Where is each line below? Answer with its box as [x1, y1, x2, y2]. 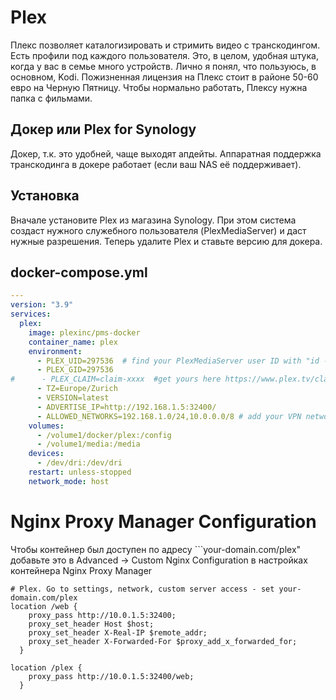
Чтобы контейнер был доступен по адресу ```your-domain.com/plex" [10, 543, 302, 555]
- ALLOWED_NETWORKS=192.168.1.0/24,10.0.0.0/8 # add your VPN [36, 411, 302, 421]
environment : [28, 346, 83, 356]
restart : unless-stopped [28, 467, 132, 477]
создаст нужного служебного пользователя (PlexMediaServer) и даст [10, 224, 307, 236]
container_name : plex [28, 337, 118, 347]
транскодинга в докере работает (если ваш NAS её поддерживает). [10, 158, 302, 170]
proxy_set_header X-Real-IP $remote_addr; [28, 627, 208, 638]
